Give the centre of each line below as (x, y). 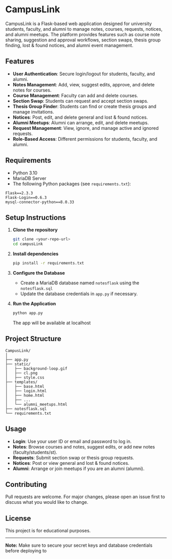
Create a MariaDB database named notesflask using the (80, 283)
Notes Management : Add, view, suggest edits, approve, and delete (84, 84)
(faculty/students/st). (35, 452)
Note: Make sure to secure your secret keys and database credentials (79, 545)
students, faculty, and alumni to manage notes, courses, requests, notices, (84, 29)
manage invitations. (34, 111)
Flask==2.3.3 (19, 193)
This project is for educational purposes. (48, 531)
